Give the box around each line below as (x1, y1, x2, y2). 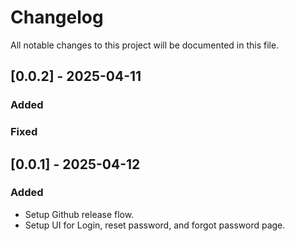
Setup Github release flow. (24, 208, 135, 220)
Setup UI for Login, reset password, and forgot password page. (24, 219, 286, 231)
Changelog (10, 6, 104, 29)
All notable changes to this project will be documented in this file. (10, 39, 280, 51)
